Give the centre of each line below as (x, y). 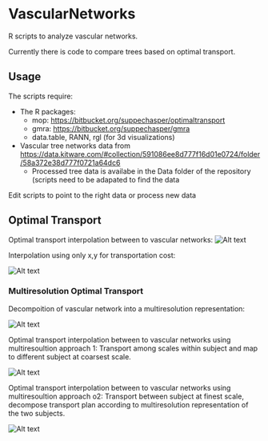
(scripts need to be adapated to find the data (106, 179)
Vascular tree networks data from (75, 146)
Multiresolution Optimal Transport (76, 291)
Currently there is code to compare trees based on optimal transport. (122, 51)
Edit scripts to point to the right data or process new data (102, 195)
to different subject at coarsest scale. (70, 356)
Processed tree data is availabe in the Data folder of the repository (141, 171)
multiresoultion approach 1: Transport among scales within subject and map (133, 348)
